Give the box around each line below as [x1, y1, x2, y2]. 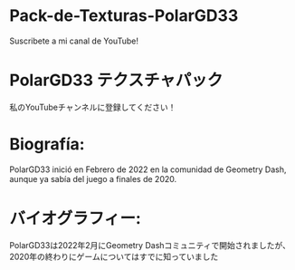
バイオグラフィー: [9, 208, 142, 228]
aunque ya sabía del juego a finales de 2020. [9, 173, 177, 184]
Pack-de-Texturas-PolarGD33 [9, 5, 239, 26]
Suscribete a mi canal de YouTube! [9, 35, 138, 46]
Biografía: [9, 134, 85, 155]
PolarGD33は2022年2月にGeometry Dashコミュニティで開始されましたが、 [9, 239, 291, 250]
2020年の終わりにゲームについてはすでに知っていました [9, 251, 219, 262]
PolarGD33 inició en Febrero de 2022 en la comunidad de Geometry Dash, [9, 164, 287, 175]
